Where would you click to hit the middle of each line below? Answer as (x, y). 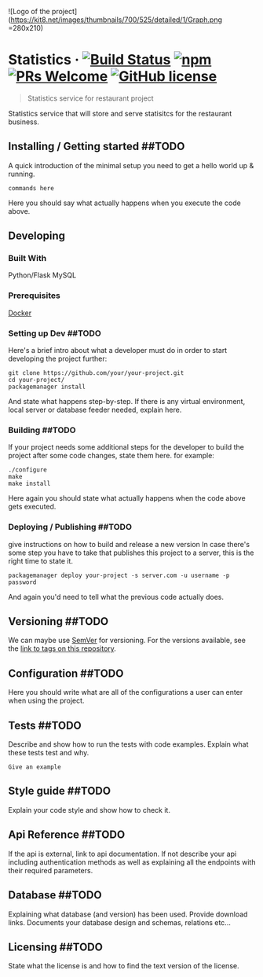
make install (29, 484)
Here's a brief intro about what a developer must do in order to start (118, 351)
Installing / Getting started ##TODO (97, 147)
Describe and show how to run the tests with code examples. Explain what (128, 744)
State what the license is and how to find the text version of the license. (124, 966)
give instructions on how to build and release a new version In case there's (129, 544)
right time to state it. (40, 560)
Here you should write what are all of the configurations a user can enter (126, 692)
